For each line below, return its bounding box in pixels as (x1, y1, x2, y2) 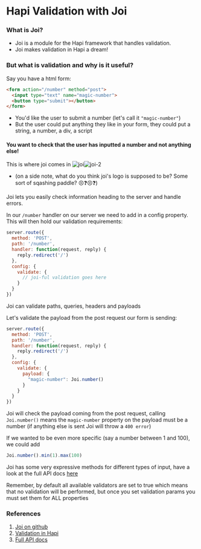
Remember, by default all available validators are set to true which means (6, 482, 188, 489)
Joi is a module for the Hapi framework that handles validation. (14, 39, 171, 47)
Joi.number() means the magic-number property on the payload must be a (6, 416, 188, 424)
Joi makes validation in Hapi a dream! (14, 46, 109, 53)
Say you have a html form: (6, 74, 71, 82)
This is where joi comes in (6, 161, 71, 168)
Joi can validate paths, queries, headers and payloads (6, 302, 141, 310)
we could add (6, 441, 40, 448)
